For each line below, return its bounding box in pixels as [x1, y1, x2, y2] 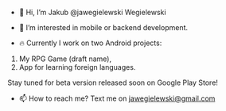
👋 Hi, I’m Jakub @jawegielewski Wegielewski [18, 8, 166, 17]
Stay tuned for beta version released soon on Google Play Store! [7, 78, 218, 87]
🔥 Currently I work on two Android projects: [18, 38, 162, 48]
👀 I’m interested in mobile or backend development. [18, 23, 189, 32]
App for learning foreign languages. [18, 63, 136, 71]
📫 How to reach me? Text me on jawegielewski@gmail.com [18, 94, 216, 103]
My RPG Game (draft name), [18, 54, 112, 63]
